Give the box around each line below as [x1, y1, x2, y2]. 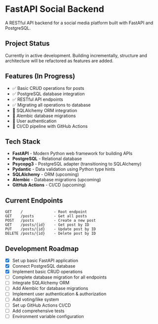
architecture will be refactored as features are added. [5, 58, 114, 64]
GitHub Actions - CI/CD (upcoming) [12, 182, 86, 188]
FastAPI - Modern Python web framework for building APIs [12, 151, 133, 157]
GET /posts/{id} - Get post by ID [5, 222, 90, 228]
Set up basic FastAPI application [12, 258, 78, 263]
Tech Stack [5, 137, 40, 146]
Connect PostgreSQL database [12, 263, 76, 269]
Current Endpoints [5, 196, 63, 204]
